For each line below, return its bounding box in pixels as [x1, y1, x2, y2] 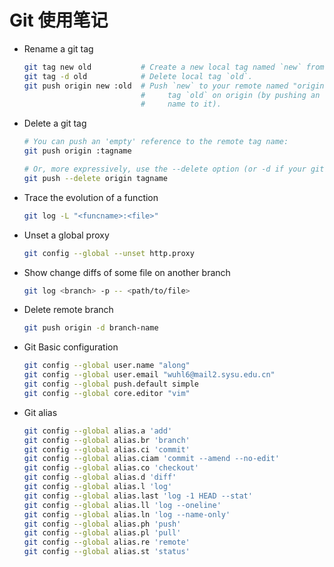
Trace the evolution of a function [23, 191, 159, 203]
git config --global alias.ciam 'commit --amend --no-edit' [23, 454, 280, 464]
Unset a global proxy [23, 229, 110, 241]
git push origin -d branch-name [23, 323, 159, 333]
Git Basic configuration [23, 341, 119, 353]
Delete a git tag [23, 117, 87, 130]
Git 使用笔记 [9, 9, 109, 32]
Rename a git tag [23, 42, 94, 55]
